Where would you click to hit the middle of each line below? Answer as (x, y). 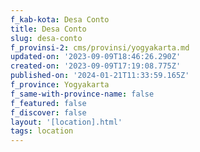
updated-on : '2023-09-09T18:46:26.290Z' (96, 57)
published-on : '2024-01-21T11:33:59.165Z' (100, 76)
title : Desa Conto (48, 29)
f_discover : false (48, 112)
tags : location (42, 131)
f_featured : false (48, 103)
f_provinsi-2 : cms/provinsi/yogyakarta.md (100, 47)
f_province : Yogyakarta (60, 85)
